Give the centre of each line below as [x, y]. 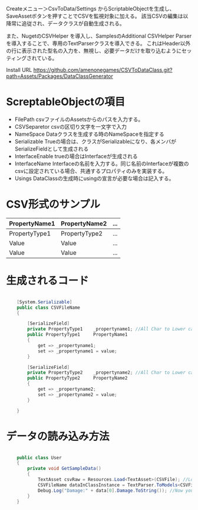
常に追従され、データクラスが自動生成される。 [68, 23]
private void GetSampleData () [64, 469]
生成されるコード [48, 281]
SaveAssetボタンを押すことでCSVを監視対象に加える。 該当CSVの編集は [95, 16]
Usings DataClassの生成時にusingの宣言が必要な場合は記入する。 [94, 178]
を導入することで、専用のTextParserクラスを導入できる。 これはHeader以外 [98, 43]
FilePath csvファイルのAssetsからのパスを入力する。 [79, 119]
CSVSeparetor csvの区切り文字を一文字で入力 [70, 126]
